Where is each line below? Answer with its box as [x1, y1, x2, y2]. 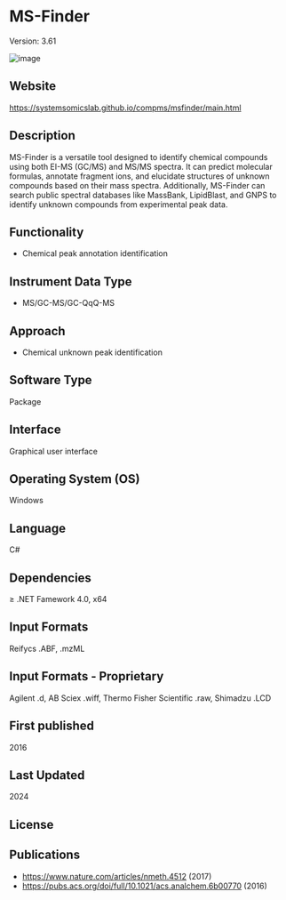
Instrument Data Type [9, 274, 132, 289]
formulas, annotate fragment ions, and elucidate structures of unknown [9, 171, 270, 181]
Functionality [9, 224, 84, 239]
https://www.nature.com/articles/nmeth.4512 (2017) [21, 871, 212, 881]
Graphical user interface [9, 446, 98, 456]
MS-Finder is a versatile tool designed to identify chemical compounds [9, 151, 268, 162]
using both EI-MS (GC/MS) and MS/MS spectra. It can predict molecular [9, 161, 273, 172]
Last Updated [9, 767, 85, 783]
